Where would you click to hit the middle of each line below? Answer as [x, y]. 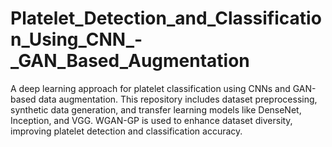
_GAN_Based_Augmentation [130, 61]
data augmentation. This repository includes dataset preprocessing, [178, 99]
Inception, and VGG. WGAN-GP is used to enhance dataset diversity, [151, 120]
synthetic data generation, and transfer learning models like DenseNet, [156, 109]
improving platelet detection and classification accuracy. [126, 131]
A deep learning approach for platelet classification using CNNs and [150, 88]
